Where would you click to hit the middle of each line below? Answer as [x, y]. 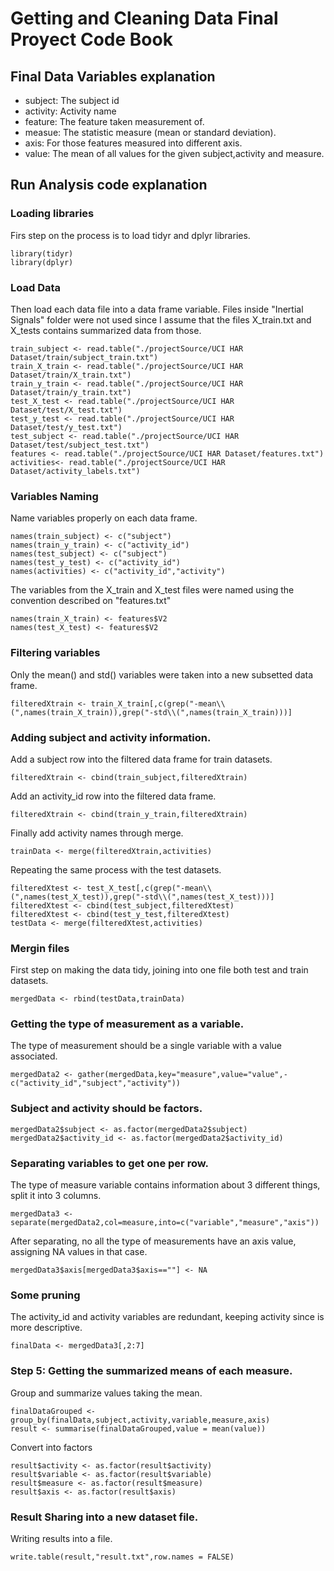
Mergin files [40, 948]
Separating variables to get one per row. [109, 1163]
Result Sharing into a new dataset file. [104, 1517]
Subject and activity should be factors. [106, 1109]
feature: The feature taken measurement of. [114, 121]
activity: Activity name [70, 111]
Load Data [36, 287]
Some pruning [45, 1295]
